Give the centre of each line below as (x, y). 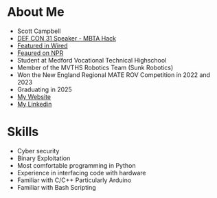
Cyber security (38, 151)
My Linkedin (34, 104)
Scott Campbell (39, 31)
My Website (34, 96)
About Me (36, 12)
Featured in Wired (42, 45)
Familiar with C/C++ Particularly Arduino (74, 180)
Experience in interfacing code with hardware (81, 173)
